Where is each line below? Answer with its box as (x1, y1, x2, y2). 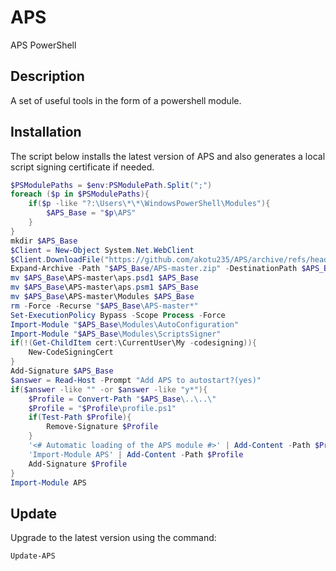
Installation (10, 124, 82, 141)
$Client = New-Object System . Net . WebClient (10, 245, 195, 255)
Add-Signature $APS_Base (10, 366, 114, 376)
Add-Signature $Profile (28, 459, 128, 469)
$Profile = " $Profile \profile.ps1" (28, 403, 177, 413)
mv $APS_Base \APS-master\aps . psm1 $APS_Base (10, 282, 199, 293)
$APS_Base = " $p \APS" (46, 208, 137, 218)
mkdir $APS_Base (10, 236, 78, 246)
